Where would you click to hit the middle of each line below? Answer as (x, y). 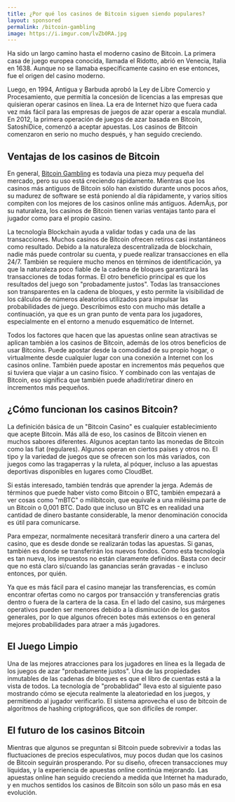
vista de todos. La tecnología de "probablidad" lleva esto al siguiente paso (115, 686)
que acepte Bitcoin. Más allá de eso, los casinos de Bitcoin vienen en (107, 434)
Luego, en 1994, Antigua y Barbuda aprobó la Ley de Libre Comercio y (109, 89)
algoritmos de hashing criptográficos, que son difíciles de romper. (102, 708)
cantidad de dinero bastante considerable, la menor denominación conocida (117, 515)
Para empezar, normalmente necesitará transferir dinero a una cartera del (114, 536)
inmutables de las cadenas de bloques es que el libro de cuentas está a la (114, 678)
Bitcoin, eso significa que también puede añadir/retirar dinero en (100, 380)
